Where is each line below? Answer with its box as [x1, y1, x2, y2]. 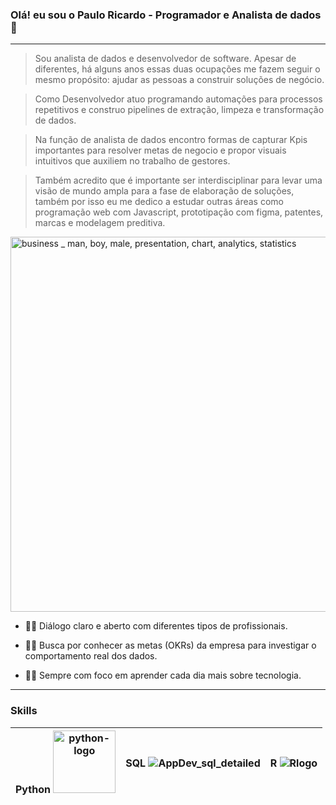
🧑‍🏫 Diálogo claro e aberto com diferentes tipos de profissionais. [24, 620, 288, 632]
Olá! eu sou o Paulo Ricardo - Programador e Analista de [10, 8, 288, 22]
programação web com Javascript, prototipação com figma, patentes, [34, 206, 324, 218]
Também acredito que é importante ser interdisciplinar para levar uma [34, 174, 323, 187]
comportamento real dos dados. [24, 650, 158, 662]
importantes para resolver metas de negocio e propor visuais [34, 144, 287, 157]
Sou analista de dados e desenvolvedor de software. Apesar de [34, 53, 297, 65]
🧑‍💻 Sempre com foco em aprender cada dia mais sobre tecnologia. [24, 669, 302, 682]
